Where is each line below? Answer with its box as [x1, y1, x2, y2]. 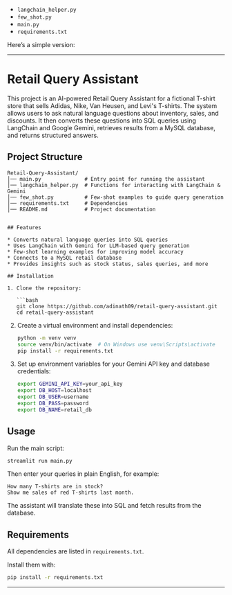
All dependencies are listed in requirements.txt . [7, 547, 144, 556]
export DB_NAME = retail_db [17, 406, 92, 414]
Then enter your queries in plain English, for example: [7, 470, 159, 478]
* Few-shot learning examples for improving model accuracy [7, 248, 184, 255]
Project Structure [7, 151, 83, 163]
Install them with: [7, 560, 56, 569]
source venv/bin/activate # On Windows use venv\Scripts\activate [17, 341, 215, 348]
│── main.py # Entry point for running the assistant [7, 175, 206, 182]
